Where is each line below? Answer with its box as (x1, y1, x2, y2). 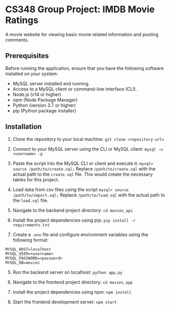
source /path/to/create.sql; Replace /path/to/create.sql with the (12, 165, 156, 172)
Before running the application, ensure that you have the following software (5, 65, 164, 71)
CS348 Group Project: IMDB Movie (5, 4, 155, 15)
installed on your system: (5, 70, 58, 77)
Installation (5, 123, 42, 131)
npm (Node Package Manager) (12, 97, 78, 103)
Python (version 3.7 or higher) (12, 102, 76, 108)
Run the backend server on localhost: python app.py (12, 269, 123, 275)
